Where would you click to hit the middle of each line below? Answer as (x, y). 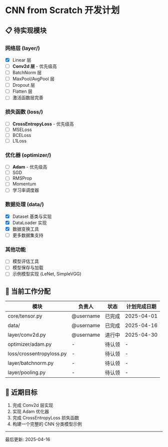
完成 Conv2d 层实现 (33, 405)
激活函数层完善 (28, 98)
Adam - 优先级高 (30, 167)
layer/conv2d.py (27, 335)
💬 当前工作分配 (28, 291)
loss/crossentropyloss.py (37, 354)
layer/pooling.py (27, 373)
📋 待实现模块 (26, 30)
